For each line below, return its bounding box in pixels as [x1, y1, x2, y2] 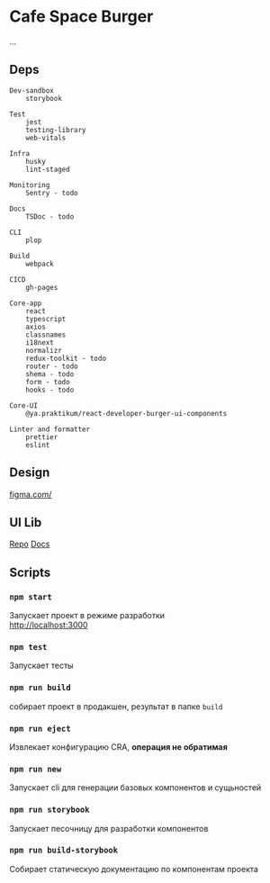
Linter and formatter [9, 425, 91, 434]
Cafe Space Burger [9, 6, 154, 27]
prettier [25, 432, 58, 442]
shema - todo [25, 369, 75, 379]
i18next [25, 338, 54, 347]
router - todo [25, 362, 78, 371]
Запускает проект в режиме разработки [9, 610, 165, 621]
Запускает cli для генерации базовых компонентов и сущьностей [9, 782, 262, 793]
